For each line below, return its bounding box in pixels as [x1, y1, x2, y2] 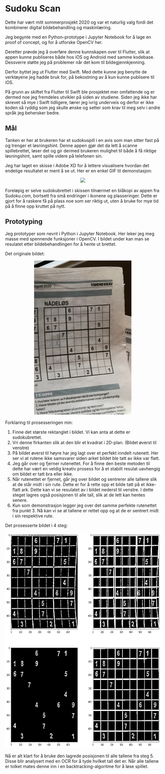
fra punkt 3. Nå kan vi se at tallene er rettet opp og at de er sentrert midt [12, 507, 159, 513]
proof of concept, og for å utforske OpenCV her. [5, 39, 103, 45]
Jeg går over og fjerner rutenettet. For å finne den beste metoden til [12, 460, 150, 466]
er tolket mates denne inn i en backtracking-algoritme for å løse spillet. [5, 763, 149, 769]
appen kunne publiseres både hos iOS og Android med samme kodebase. [5, 54, 155, 60]
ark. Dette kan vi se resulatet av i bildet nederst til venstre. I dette [21, 487, 154, 493]
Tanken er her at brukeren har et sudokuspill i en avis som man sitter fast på [5, 137, 159, 143]
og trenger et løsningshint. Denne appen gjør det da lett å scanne [5, 142, 138, 148]
